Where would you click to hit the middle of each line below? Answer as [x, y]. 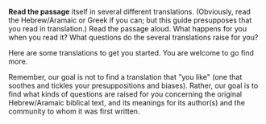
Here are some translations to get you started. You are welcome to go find [131, 53]
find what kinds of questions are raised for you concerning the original [125, 94]
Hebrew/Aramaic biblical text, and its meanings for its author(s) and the [127, 103]
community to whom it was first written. [74, 111]
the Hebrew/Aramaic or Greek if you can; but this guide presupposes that [130, 20]
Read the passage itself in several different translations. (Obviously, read [130, 12]
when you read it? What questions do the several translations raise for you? [133, 37]
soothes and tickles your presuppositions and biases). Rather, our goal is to [133, 85]
